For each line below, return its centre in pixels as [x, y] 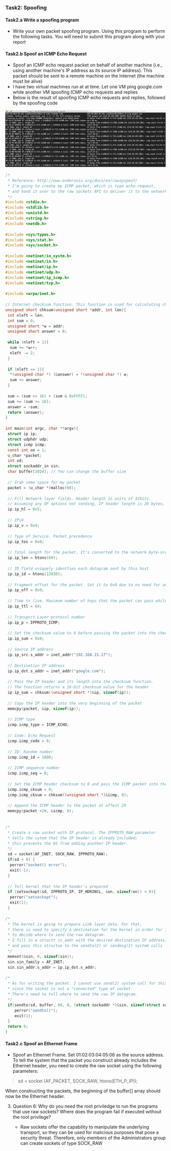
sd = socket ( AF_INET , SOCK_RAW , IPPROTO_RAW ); [58, 854]
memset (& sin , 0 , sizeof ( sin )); [40, 956]
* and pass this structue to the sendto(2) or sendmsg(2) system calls [85, 946]
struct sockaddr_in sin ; [34, 466]
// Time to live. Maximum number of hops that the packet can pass [80, 601]
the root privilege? [32, 1117]
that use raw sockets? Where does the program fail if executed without [87, 1112]
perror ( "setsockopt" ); [34, 897]
